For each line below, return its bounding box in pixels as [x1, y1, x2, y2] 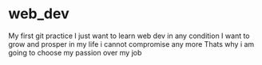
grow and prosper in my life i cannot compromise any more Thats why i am [8, 39, 255, 48]
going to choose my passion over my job [8, 48, 142, 57]
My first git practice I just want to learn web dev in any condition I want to [8, 31, 250, 40]
